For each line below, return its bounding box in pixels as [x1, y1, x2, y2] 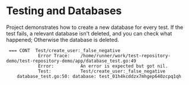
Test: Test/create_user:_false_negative [37, 68, 166, 74]
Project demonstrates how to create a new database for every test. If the [6, 24, 184, 31]
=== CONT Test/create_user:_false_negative [8, 47, 120, 54]
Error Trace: [37, 53, 70, 58]
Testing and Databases [6, 4, 122, 18]
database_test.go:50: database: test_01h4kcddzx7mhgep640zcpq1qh [17, 73, 182, 79]
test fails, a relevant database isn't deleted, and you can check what [6, 30, 172, 37]
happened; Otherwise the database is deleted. [6, 36, 120, 43]
